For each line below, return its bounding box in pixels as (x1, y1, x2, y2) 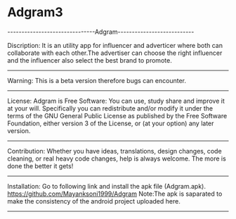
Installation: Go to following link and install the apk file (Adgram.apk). (7, 182, 206, 190)
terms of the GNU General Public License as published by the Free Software (7, 111, 228, 120)
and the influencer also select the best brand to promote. (7, 56, 172, 64)
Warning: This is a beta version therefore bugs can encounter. (7, 76, 186, 85)
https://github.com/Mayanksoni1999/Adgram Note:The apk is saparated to (7, 189, 223, 198)
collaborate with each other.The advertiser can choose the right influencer (7, 49, 223, 57)
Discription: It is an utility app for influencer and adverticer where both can (7, 41, 223, 49)
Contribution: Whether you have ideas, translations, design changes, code (7, 146, 223, 155)
